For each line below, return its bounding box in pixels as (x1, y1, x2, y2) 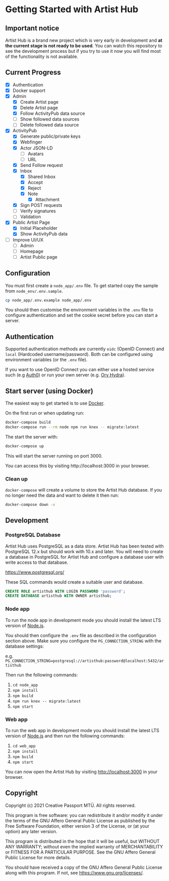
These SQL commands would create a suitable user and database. (5, 579, 144, 585)
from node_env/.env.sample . (5, 288, 63, 294)
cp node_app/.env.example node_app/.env (5, 297, 92, 303)
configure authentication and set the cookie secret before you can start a (5, 312, 158, 318)
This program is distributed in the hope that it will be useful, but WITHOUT (5, 838, 160, 844)
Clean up (5, 475, 28, 482)
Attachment (35, 197, 60, 203)
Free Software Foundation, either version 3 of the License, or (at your (5, 823, 150, 829)
